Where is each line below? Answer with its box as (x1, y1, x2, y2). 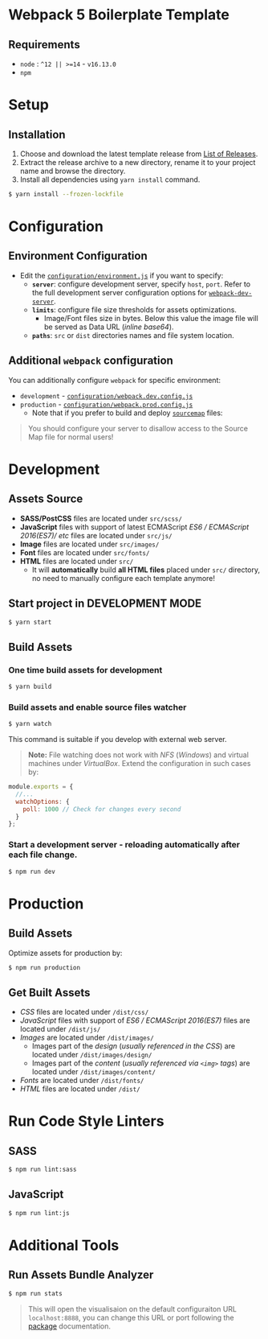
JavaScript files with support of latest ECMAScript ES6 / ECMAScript (19, 521, 250, 532)
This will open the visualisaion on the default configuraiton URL (27, 1304, 238, 1313)
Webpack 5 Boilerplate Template (8, 6, 230, 24)
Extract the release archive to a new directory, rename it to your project (19, 158, 256, 167)
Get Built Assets (8, 986, 91, 999)
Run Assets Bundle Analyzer (8, 1268, 154, 1282)
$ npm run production (8, 963, 81, 971)
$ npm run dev (8, 867, 56, 875)
